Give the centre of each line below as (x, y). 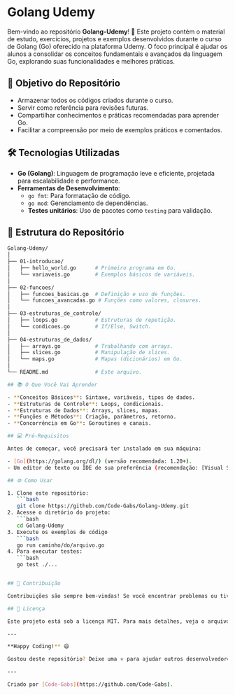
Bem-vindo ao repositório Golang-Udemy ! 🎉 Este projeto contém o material (116, 31)
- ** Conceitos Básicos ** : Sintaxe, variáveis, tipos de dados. (101, 397)
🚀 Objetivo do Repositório (64, 84)
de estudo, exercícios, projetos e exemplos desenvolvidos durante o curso (114, 38)
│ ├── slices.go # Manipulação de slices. (89, 353)
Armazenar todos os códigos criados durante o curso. (95, 100)
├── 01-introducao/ (36, 262)
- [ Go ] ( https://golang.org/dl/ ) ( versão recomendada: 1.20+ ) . (100, 461)
